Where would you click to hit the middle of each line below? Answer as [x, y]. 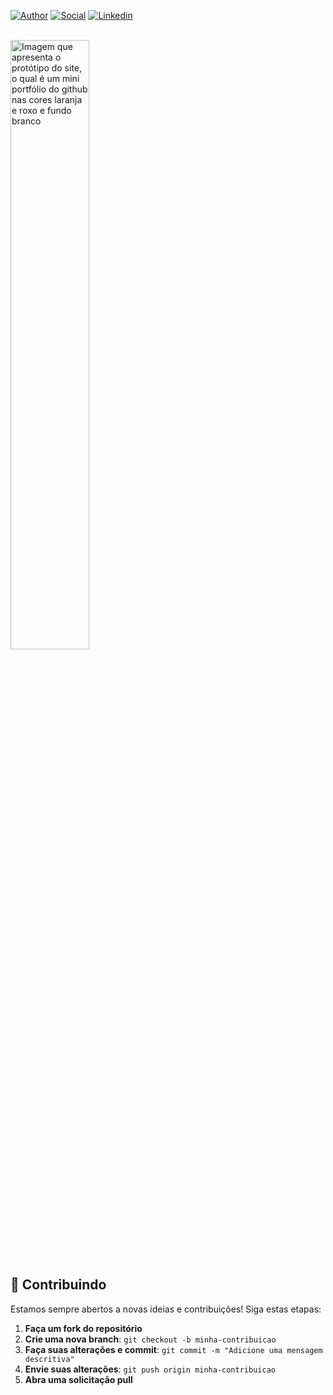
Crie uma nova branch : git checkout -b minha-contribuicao [150, 1339]
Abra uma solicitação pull [78, 1379]
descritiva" [49, 1359]
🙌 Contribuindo [58, 1285]
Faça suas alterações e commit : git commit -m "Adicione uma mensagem [173, 1349]
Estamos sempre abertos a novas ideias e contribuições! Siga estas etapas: [166, 1309]
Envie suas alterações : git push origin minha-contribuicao [150, 1369]
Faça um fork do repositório [83, 1328]
